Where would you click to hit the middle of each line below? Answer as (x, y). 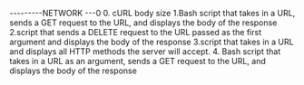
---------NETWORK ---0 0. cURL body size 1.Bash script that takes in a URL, (152, 13)
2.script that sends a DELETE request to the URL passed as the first (135, 32)
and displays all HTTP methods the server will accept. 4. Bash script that (145, 52)
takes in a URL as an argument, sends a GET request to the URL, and (137, 61)
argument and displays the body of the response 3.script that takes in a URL (152, 42)
